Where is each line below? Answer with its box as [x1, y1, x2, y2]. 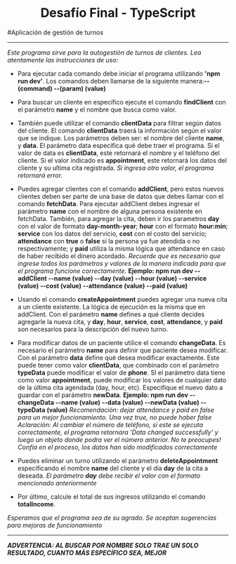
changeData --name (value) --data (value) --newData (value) [17, 398, 199, 406]
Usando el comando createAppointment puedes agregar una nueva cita [17, 295, 228, 303]
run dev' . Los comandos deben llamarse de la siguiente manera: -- [17, 76, 210, 85]
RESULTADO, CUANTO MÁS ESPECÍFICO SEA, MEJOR [7, 549, 167, 557]
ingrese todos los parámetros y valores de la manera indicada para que [17, 259, 227, 267]
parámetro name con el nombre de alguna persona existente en [17, 207, 202, 215]
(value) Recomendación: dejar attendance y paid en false [46, 405, 215, 414]
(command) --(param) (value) [17, 84, 107, 93]
